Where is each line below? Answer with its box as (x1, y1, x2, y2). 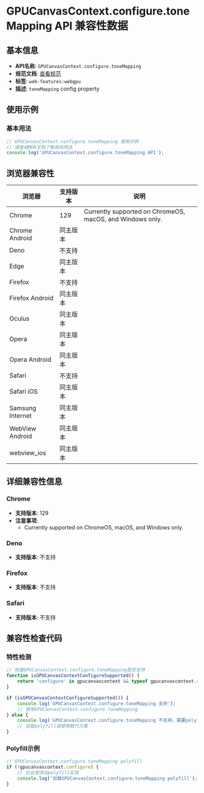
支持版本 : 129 (15, 509, 49, 517)
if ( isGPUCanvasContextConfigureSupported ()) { (6, 695, 129, 701)
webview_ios (9, 449, 47, 457)
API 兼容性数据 (54, 19, 129, 33)
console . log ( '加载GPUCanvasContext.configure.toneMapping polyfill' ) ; (17, 775, 198, 781)
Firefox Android (9, 294, 53, 302)
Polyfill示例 (6, 744, 40, 752)
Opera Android (9, 355, 52, 364)
